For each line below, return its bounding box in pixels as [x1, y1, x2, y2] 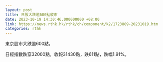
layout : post [5, 7, 33, 13]
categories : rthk [5, 26, 42, 31]
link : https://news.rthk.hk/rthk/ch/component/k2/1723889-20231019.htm [5, 21, 158, 27]
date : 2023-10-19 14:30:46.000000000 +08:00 [5, 17, 100, 22]
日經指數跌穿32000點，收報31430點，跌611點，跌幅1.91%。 [5, 51, 129, 57]
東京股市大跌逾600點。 [5, 41, 54, 47]
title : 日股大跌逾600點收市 [5, 12, 58, 17]
